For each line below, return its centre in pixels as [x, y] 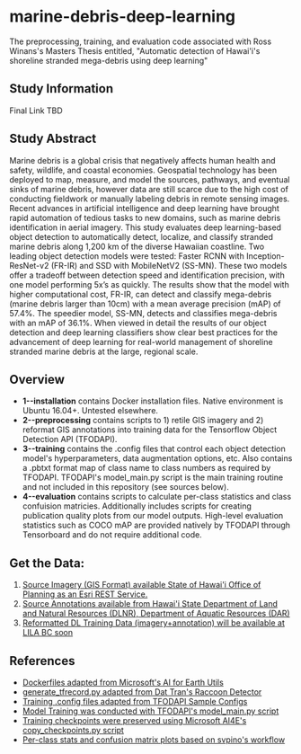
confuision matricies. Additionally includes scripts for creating [137, 506]
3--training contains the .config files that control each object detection [154, 449]
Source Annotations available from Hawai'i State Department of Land [150, 604]
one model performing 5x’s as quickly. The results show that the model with [149, 284]
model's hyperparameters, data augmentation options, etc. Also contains [157, 458]
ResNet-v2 [29, 265]
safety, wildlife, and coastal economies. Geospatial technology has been [143, 170]
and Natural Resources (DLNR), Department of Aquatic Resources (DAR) [156, 614]
